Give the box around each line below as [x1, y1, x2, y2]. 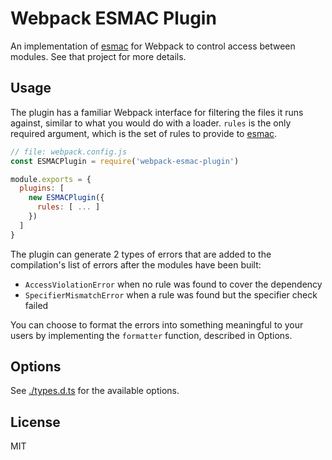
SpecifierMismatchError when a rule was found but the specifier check [24, 288, 318, 301]
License [10, 413, 61, 431]
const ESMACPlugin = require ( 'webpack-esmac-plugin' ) [10, 156, 240, 166]
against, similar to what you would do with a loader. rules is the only [10, 117, 292, 129]
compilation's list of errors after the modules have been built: [10, 258, 262, 271]
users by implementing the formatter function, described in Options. [10, 329, 293, 341]
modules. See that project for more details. [10, 50, 187, 62]
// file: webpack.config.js [10, 147, 128, 157]
